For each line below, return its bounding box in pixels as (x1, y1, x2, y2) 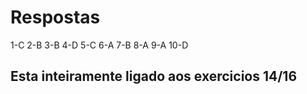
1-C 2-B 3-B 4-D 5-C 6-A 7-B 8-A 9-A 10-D (10, 39, 189, 51)
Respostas (10, 6, 101, 29)
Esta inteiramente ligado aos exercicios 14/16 (10, 68, 298, 85)
